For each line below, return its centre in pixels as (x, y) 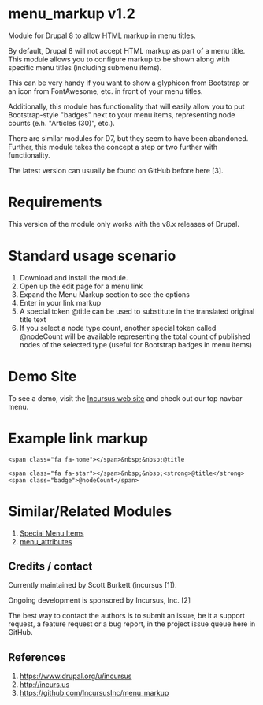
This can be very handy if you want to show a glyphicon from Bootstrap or (129, 83)
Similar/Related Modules (90, 511)
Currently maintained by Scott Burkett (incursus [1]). (93, 585)
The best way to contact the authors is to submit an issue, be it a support (127, 616)
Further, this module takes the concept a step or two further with (113, 147)
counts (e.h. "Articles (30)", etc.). (62, 123)
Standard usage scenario (92, 256)
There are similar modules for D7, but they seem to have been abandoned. (128, 138)
